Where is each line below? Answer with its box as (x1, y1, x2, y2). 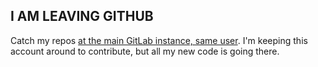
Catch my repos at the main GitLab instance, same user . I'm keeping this (10, 34, 308, 46)
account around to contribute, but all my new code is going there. (10, 45, 280, 57)
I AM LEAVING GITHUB (10, 8, 154, 25)
